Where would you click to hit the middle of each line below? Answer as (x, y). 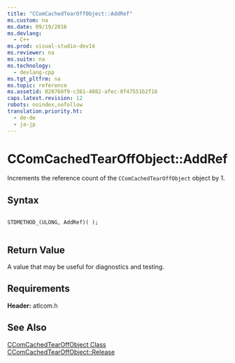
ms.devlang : (24, 33)
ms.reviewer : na (31, 53)
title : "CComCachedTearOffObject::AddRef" (70, 14)
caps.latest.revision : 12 (45, 99)
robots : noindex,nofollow (45, 105)
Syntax (23, 200)
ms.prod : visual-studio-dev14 (51, 46)
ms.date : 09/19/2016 (37, 27)
